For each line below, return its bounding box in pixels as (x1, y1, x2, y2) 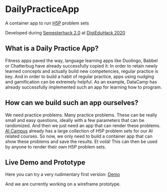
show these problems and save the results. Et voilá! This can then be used (5, 138, 158, 144)
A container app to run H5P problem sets (5, 20, 89, 26)
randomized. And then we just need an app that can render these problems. (5, 122, 161, 128)
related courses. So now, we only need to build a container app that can (5, 133, 153, 139)
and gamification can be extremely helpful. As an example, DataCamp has (5, 78, 157, 84)
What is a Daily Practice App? (5, 44, 99, 53)
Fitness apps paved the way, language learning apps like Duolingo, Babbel (5, 57, 158, 63)
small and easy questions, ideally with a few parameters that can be (5, 117, 145, 123)
